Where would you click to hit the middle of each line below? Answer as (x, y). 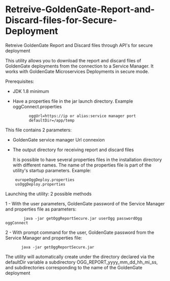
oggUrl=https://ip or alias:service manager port (82, 116)
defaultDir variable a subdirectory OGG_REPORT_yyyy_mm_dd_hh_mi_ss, (81, 262)
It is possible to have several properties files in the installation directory (87, 159)
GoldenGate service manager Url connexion (59, 139)
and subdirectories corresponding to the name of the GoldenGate (74, 267)
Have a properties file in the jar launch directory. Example (73, 101)
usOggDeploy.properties (40, 184)
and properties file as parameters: (41, 209)
